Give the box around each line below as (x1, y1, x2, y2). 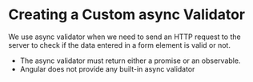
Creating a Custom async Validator (8, 6, 246, 24)
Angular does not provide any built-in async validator (19, 64, 195, 73)
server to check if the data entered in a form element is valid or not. (8, 40, 231, 49)
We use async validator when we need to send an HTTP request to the (8, 32, 242, 41)
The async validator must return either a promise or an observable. (19, 56, 241, 65)
